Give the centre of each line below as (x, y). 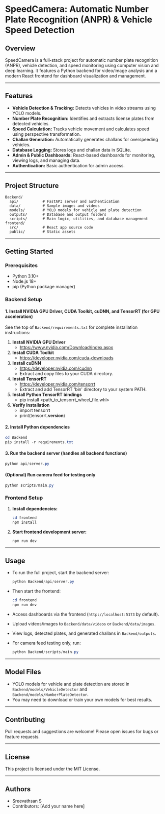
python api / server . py (27, 464)
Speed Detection (40, 30)
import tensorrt (35, 410)
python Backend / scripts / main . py (45, 652)
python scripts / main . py (29, 485)
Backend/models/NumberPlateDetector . (50, 694)
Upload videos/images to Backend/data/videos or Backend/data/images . (84, 623)
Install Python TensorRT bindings (47, 395)
